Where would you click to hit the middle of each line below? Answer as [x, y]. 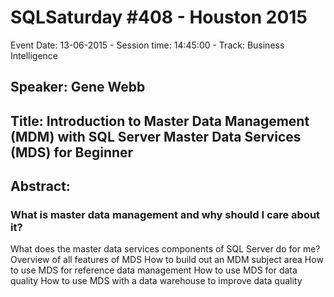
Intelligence [34, 55]
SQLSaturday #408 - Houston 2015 [159, 17]
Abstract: [40, 186]
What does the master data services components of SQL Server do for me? [165, 249]
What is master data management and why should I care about [165, 215]
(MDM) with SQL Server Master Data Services [156, 136]
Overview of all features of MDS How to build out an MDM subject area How [167, 260]
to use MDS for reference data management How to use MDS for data [154, 270]
